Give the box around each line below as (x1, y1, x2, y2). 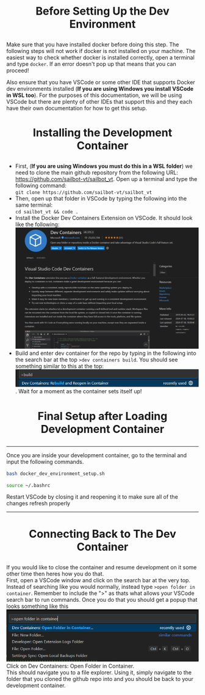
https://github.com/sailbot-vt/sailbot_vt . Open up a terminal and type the (15, 176, 198, 183)
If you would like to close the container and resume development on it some (6, 563, 197, 571)
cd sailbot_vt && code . (15, 209, 79, 215)
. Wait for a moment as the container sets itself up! (15, 388, 142, 395)
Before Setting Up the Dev (35, 4, 170, 18)
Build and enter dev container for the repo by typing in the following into (15, 349, 196, 357)
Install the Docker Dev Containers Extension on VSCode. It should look (15, 215, 193, 222)
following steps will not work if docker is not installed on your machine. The (6, 48, 196, 55)
